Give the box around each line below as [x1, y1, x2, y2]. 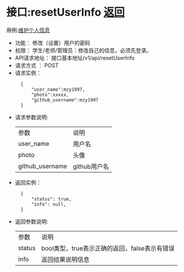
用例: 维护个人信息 [6, 26, 50, 34]
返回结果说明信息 [41, 255, 90, 264]
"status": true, [31, 196, 72, 202]
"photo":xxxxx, [31, 91, 69, 98]
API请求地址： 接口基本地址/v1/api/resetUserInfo [14, 54, 135, 61]
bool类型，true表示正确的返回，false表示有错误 [41, 244, 175, 252]
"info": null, [31, 201, 67, 207]
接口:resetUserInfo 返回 [6, 5, 125, 19]
